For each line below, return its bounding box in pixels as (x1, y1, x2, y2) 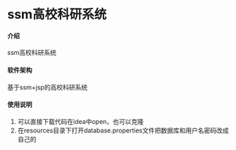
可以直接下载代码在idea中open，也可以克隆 (17, 117, 144, 125)
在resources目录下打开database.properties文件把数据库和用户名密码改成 (17, 126, 229, 135)
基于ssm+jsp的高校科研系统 (7, 82, 88, 92)
